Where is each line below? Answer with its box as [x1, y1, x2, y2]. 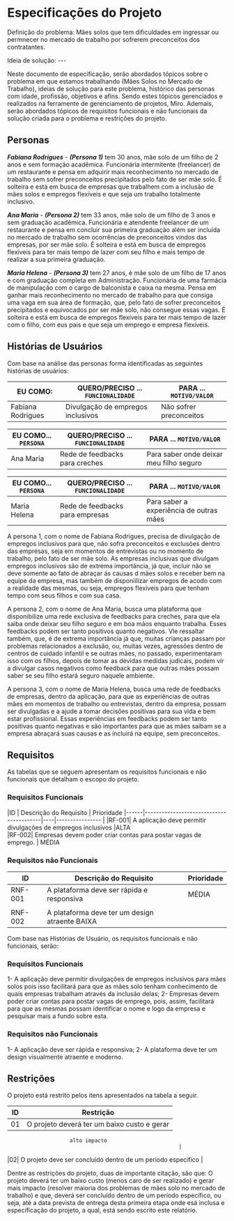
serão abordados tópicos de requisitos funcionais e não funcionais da [7, 107, 208, 115]
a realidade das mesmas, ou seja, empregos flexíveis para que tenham [7, 584, 210, 592]
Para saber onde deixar [146, 449, 223, 459]
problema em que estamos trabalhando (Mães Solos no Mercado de [7, 77, 203, 85]
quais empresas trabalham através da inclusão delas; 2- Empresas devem [7, 990, 219, 998]
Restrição [81, 1107, 115, 1117]
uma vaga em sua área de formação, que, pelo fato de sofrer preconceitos [7, 298, 221, 306]
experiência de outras [146, 505, 218, 515]
